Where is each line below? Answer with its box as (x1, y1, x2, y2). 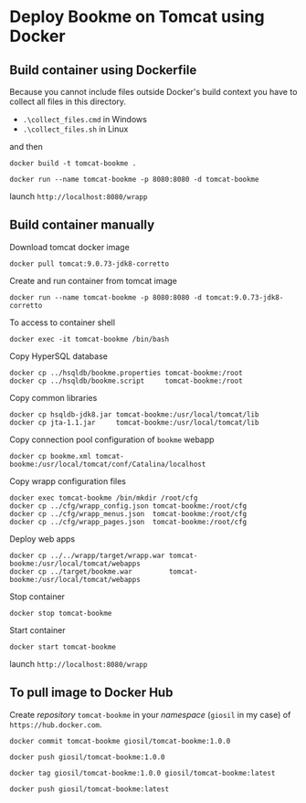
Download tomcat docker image (9, 241, 130, 252)
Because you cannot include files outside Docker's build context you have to (9, 87, 298, 97)
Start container (9, 624, 66, 636)
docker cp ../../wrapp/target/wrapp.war (9, 551, 166, 560)
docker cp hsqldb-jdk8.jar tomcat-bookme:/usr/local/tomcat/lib (9, 409, 259, 419)
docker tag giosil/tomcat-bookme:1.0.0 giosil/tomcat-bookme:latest (9, 768, 276, 777)
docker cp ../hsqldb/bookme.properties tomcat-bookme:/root (9, 368, 244, 377)
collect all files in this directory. (9, 96, 126, 107)
